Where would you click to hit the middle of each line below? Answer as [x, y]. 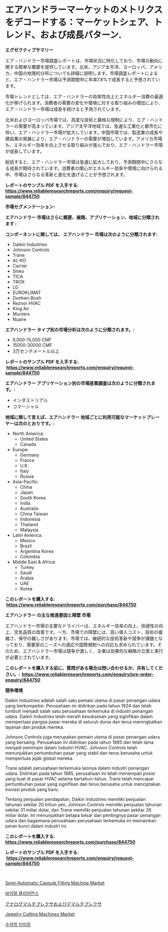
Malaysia [29, 530]
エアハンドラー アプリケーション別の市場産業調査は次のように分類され [78, 383]
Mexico [28, 540]
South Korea [33, 497]
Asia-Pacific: [26, 481]
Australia [29, 508]
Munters [21, 314]
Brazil [26, 546]
